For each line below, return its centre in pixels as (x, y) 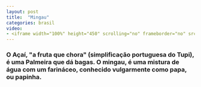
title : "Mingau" (28, 17)
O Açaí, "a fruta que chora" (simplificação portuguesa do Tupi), (100, 55)
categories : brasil (31, 23)
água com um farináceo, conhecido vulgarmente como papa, (97, 70)
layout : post (22, 12)
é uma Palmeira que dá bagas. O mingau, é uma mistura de (93, 62)
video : (14, 28)
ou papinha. (24, 77)
